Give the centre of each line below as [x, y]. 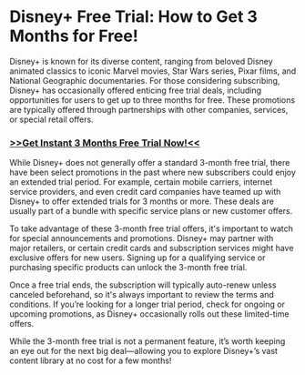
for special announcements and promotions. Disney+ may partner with [142, 238]
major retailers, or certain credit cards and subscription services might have [152, 248]
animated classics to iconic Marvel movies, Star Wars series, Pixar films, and [153, 71]
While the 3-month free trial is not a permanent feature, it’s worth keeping [147, 341]
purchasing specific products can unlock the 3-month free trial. [128, 268]
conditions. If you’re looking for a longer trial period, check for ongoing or [147, 304]
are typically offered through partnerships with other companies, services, [149, 109]
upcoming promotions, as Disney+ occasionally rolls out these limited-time [149, 314]
